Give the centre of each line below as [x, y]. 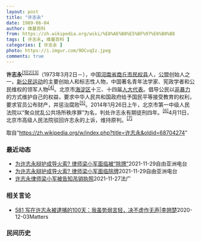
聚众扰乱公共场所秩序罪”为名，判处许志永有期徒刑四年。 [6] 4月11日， [108, 112]
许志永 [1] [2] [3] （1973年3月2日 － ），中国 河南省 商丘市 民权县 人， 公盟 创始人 [96, 73]
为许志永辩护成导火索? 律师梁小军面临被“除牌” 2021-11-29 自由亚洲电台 [101, 164]
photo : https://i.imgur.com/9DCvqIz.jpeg [59, 51]
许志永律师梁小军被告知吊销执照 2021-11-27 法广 [73, 179]
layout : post [22, 12]
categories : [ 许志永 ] [34, 45]
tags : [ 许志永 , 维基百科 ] [38, 39]
